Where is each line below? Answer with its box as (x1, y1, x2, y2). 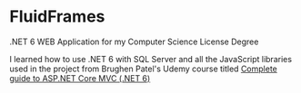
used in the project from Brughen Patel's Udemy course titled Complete (9, 63, 277, 74)
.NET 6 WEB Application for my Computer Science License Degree (9, 36, 259, 47)
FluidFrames (9, 6, 105, 27)
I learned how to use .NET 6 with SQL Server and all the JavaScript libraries (9, 53, 293, 64)
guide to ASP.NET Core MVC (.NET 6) (9, 72, 151, 83)
